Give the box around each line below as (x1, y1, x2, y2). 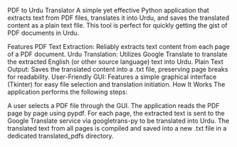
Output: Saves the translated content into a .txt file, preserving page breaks (7, 65, 228, 73)
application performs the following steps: (7, 88, 128, 96)
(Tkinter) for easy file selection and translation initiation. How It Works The (7, 80, 226, 88)
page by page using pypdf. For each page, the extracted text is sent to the (7, 109, 226, 117)
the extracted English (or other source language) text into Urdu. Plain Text (7, 58, 223, 66)
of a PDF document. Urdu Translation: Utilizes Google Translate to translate (7, 50, 228, 58)
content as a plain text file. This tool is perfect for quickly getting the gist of (7, 21, 228, 29)
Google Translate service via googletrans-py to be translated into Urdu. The (7, 116, 230, 125)
